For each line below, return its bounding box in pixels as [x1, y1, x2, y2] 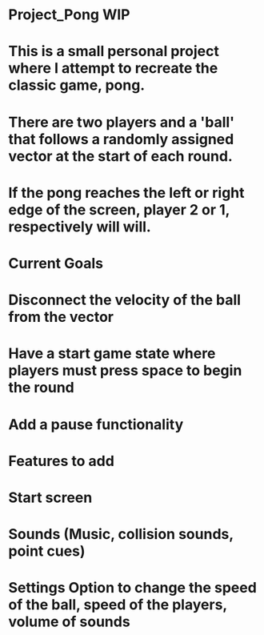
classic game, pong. [8, 76, 146, 94]
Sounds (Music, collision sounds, [8, 525, 234, 544]
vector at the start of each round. [8, 147, 234, 165]
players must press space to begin [8, 362, 242, 380]
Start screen [8, 488, 93, 506]
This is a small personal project [8, 42, 220, 61]
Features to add [8, 452, 114, 470]
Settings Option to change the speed [8, 579, 258, 597]
